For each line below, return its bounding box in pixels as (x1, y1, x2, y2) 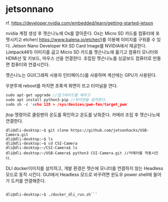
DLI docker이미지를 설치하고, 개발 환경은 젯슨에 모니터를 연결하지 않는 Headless (5, 165, 163, 171)
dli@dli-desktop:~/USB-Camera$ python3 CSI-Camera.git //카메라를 (5, 151, 143, 156)
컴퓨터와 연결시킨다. (10, 61, 50, 67)
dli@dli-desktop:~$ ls (5, 136, 53, 142)
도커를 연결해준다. (10, 178, 46, 184)
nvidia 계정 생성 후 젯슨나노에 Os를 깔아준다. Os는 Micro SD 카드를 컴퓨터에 (5, 30, 154, 36)
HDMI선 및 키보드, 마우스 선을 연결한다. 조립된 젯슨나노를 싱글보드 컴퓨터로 (5, 55, 152, 61)
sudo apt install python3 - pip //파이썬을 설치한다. (5, 97, 107, 102)
